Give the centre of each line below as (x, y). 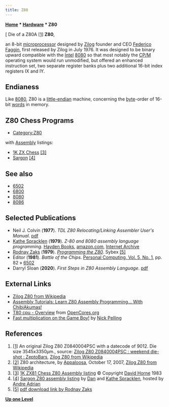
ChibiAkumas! (27, 307)
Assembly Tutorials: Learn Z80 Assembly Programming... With (78, 301)
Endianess (22, 87)
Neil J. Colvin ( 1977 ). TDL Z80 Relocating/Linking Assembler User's (83, 230)
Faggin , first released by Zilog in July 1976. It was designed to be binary (80, 49)
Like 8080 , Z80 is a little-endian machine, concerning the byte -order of (80, 99)
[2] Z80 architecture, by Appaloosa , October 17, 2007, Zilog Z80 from (85, 362)
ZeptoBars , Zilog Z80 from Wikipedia (64, 357)
